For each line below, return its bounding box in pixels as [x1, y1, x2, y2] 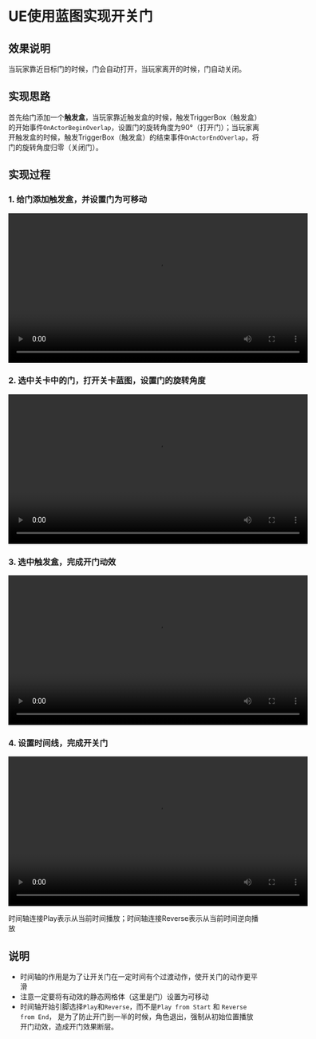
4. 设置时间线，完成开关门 [8, 737, 109, 749]
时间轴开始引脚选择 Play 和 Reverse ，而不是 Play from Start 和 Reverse [19, 1002, 247, 1012]
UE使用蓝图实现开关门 [8, 7, 153, 26]
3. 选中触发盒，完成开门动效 [8, 556, 117, 567]
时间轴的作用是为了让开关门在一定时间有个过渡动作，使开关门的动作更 [19, 972, 251, 982]
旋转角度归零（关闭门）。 [22, 142, 103, 152]
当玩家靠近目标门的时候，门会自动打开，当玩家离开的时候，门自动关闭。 [8, 65, 246, 73]
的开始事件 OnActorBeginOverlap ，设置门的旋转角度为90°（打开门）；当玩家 [8, 122, 253, 132]
